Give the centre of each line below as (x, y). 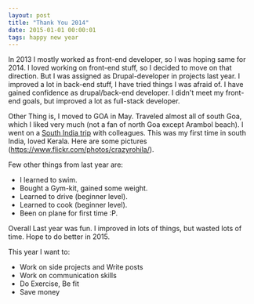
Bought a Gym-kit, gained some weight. (83, 188)
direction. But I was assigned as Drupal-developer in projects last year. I (124, 76)
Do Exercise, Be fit (49, 284)
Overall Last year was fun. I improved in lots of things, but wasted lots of (125, 229)
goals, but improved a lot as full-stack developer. (101, 101)
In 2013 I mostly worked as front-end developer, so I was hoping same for (127, 60)
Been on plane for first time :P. (69, 213)
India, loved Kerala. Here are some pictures (78, 141)
